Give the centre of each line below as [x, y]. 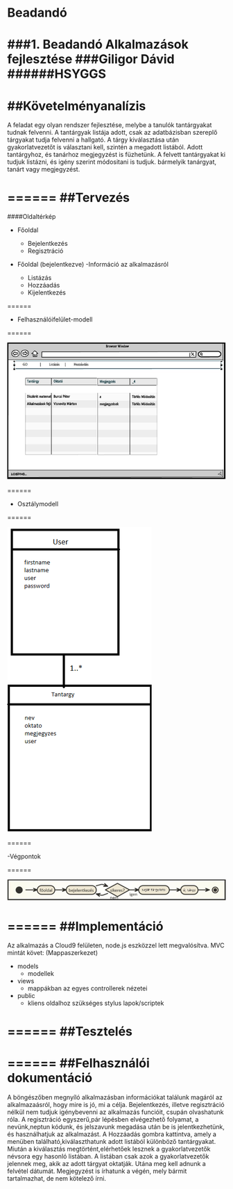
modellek [41, 974]
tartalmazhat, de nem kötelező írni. [57, 1178]
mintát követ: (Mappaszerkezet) [53, 953]
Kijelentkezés [46, 292]
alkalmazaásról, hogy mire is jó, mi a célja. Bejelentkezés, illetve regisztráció [116, 1104]
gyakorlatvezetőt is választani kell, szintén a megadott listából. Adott [105, 147]
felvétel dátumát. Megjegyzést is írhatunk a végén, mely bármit [97, 1171]
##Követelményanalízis [77, 106]
